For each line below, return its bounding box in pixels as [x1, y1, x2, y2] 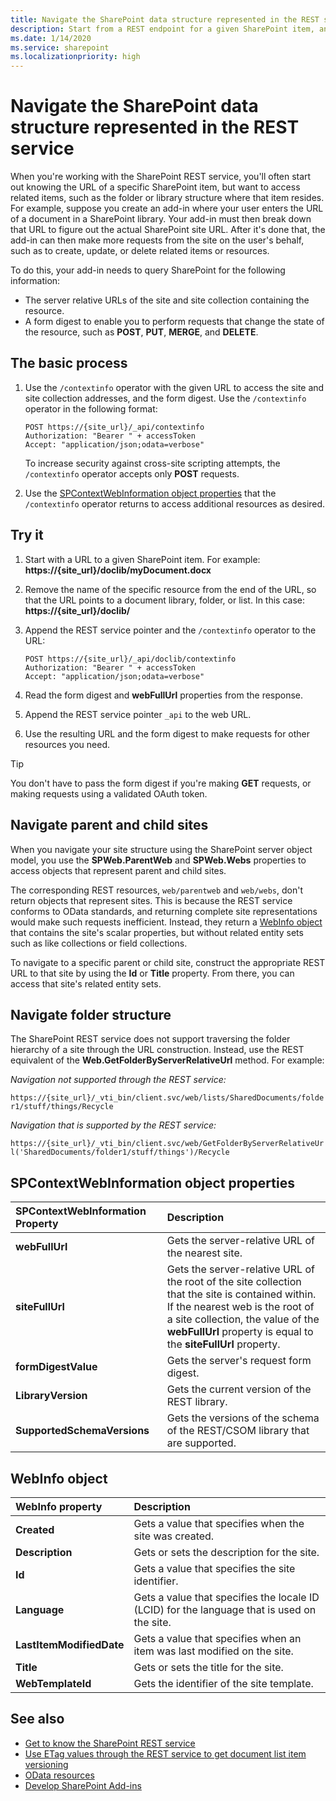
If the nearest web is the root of [166, 1300, 315, 1314]
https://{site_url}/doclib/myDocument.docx [24, 564, 212, 576]
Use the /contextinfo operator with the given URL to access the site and [24, 381, 325, 393]
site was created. [133, 1529, 215, 1543]
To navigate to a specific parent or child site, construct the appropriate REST [10, 956, 326, 968]
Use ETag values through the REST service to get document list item [24, 1747, 307, 1760]
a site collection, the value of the [166, 1312, 320, 1326]
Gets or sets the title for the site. [133, 1660, 284, 1674]
